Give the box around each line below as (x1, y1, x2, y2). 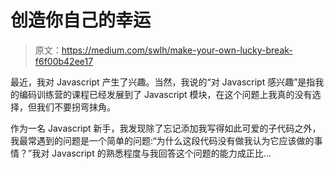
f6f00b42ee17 (34, 55, 94, 67)
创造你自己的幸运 (10, 9, 152, 32)
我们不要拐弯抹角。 (36, 101, 116, 113)
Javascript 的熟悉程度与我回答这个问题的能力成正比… (51, 147, 272, 159)
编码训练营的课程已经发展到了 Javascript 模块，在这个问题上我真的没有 (18, 88, 313, 100)
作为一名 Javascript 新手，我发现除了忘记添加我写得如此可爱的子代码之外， (10, 122, 322, 134)
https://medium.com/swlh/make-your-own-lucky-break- (61, 44, 293, 56)
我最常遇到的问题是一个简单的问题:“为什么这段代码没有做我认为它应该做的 (10, 134, 315, 146)
